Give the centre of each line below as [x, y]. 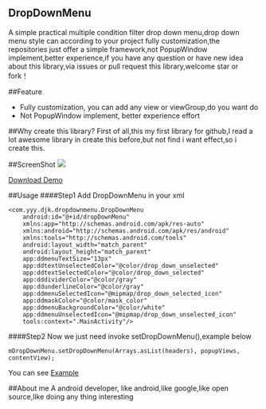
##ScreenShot [32, 164]
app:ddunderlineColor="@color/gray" [84, 286]
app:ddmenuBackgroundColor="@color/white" [94, 307]
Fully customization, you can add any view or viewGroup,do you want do [139, 107]
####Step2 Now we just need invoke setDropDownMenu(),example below [130, 336]
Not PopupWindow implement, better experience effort [110, 116]
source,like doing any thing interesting [71, 396]
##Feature [25, 92]
